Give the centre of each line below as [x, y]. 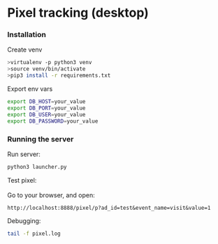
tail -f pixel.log [34, 234]
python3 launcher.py [37, 167]
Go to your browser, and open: [51, 195]
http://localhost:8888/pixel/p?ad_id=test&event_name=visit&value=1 [109, 208]
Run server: [24, 154]
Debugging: [24, 220]
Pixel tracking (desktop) [78, 13]
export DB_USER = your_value [46, 114]
